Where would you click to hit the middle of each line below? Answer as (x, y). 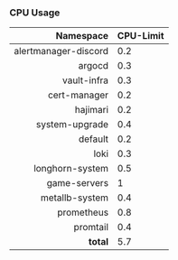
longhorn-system (71, 169)
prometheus (83, 212)
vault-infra (85, 80)
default (94, 139)
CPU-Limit (141, 36)
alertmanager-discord (61, 51)
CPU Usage (35, 13)
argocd (94, 66)
